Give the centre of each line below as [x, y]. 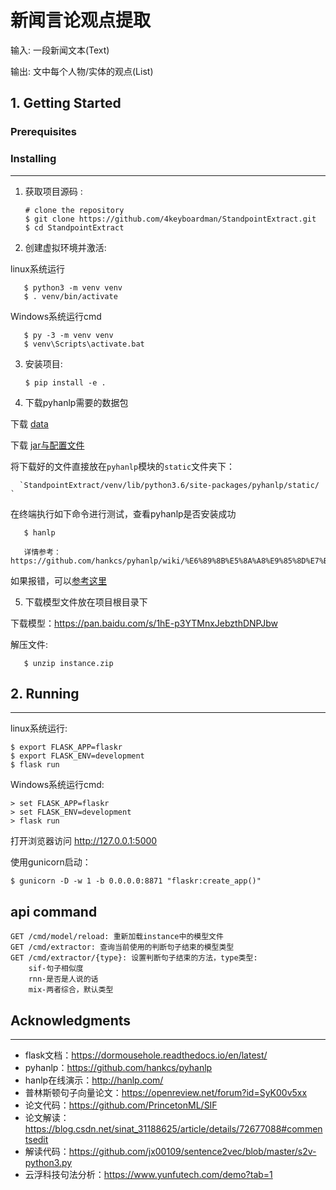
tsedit [36, 1139]
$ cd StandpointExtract [74, 227]
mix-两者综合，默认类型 [71, 990]
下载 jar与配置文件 [47, 445]
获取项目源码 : [53, 191]
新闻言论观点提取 [81, 20]
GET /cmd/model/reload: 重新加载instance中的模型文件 [117, 937]
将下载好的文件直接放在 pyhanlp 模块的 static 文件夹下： [123, 466]
